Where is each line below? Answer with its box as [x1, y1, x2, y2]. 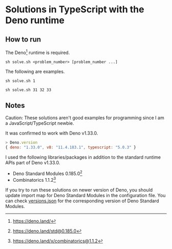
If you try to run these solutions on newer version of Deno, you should [5, 186, 153, 193]
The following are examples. [5, 68, 65, 74]
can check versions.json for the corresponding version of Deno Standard [5, 198, 159, 204]
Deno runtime [5, 14, 65, 26]
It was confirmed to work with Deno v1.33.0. [5, 130, 98, 137]
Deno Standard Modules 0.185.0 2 [12, 169, 83, 177]
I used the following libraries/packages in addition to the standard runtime [5, 154, 161, 160]
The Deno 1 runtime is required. [5, 49, 70, 55]
